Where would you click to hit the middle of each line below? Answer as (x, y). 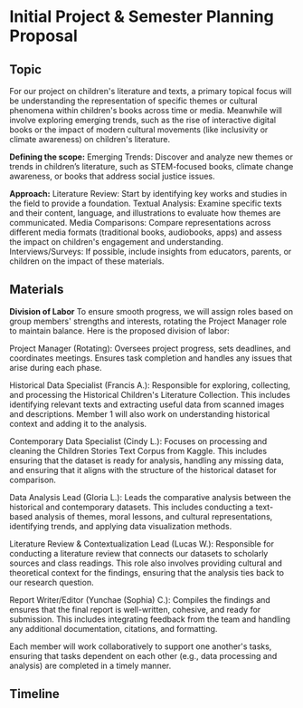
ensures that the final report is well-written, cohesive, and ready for (135, 609)
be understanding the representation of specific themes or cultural (133, 101)
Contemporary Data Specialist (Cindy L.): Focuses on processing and (138, 441)
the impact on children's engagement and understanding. (116, 242)
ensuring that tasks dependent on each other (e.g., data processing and (143, 655)
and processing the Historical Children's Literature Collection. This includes (150, 394)
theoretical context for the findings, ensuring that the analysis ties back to (147, 572)
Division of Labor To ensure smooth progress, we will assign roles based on (151, 311)
